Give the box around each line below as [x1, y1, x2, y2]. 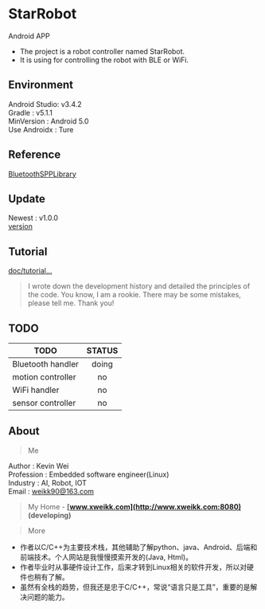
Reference [8, 148, 61, 162]
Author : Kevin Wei [8, 461, 69, 470]
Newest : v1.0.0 [8, 213, 58, 223]
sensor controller [12, 398, 76, 408]
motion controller [12, 371, 76, 383]
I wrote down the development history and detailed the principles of [27, 281, 251, 291]
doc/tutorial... [8, 266, 53, 276]
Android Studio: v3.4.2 [8, 99, 82, 108]
